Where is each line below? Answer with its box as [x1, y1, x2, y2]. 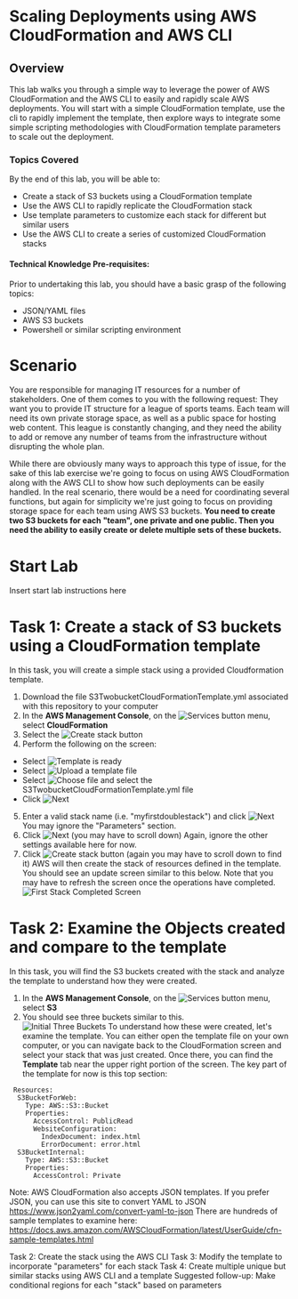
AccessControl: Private [32, 1172, 122, 1181]
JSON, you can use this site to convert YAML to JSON [9, 1197, 206, 1207]
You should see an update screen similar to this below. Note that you [21, 867, 274, 878]
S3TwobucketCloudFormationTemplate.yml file [21, 785, 194, 795]
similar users [21, 220, 69, 230]
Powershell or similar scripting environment [21, 324, 181, 335]
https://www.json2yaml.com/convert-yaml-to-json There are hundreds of [9, 1206, 278, 1216]
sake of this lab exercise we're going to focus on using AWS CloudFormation [9, 468, 290, 479]
